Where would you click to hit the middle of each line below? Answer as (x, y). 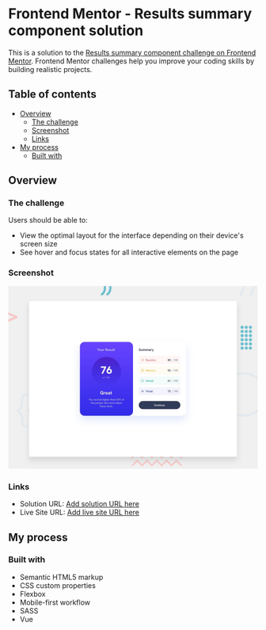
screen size (38, 244)
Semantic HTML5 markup (61, 577)
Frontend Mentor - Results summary (130, 14)
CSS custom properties (58, 585)
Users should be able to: (48, 220)
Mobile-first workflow (55, 602)
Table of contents (52, 95)
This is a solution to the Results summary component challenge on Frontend (132, 52)
